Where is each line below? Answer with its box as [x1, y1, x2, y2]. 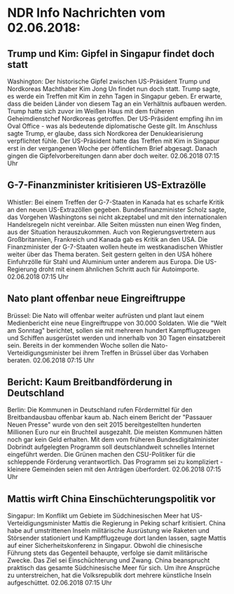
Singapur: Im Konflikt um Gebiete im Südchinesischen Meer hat [7, 511, 190, 520]
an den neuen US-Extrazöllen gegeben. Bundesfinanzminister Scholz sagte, [7, 205, 226, 214]
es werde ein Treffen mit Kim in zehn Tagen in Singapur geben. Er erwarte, [7, 92, 223, 100]
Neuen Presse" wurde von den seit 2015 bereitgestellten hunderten [7, 420, 202, 429]
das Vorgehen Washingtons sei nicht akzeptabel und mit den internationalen [7, 212, 227, 221]
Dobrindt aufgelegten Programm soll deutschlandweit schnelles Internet [7, 443, 215, 451]
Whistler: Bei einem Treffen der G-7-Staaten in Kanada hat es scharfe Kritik [7, 198, 224, 206]
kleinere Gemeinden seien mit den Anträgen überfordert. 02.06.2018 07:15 [7, 465, 222, 474]
